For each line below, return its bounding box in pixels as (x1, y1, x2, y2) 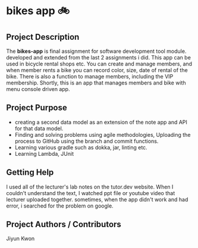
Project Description (6, 32, 80, 42)
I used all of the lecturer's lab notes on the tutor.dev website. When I (6, 183, 174, 190)
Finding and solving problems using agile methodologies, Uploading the (14, 131, 191, 138)
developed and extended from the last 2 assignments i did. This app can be (6, 54, 191, 61)
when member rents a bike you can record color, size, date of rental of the (6, 67, 188, 74)
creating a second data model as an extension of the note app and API (14, 118, 187, 125)
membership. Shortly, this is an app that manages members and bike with (6, 79, 186, 86)
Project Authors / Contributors (6, 219, 122, 230)
